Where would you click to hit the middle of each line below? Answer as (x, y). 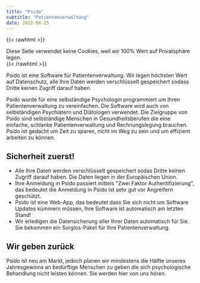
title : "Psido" (25, 12)
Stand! (23, 215)
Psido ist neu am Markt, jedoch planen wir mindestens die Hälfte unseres (96, 261)
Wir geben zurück (40, 246)
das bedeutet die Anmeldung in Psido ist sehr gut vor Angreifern (94, 190)
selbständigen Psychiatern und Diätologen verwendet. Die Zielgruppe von (97, 112)
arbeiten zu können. (31, 138)
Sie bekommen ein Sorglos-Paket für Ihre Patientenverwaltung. (92, 228)
